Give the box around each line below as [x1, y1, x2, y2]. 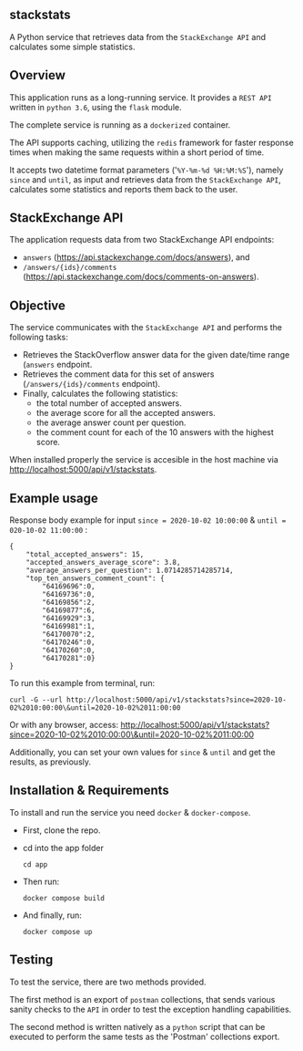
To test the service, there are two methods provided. [9, 976, 207, 987]
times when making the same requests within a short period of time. [9, 146, 265, 158]
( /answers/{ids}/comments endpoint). [22, 379, 161, 390]
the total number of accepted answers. [35, 398, 182, 409]
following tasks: [9, 332, 68, 343]
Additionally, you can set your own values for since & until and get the [9, 747, 276, 758]
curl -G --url [9, 695, 64, 705]
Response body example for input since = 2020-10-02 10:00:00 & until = [9, 515, 287, 525]
